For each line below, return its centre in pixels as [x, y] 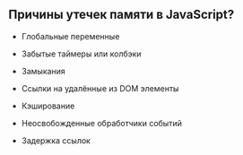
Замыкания [43, 71]
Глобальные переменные [70, 36]
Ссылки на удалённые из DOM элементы [100, 88]
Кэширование [48, 106]
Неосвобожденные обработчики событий [102, 123]
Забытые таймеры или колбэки [81, 54]
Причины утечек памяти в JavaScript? [121, 15]
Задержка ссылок [56, 140]
